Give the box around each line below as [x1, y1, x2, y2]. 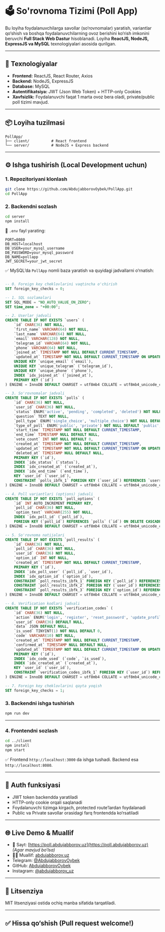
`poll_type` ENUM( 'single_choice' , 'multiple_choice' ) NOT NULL [14, 418, 148, 423]
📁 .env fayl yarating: [5, 228, 46, 234]
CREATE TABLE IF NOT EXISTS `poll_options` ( [5, 496, 100, 501]
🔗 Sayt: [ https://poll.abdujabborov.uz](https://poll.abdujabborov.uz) [12, 842, 149, 848]
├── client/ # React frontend [5, 138, 87, 144]
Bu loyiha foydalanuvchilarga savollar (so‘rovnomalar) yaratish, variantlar [5, 25, 152, 31]
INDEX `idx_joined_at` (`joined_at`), [14, 373, 93, 378]
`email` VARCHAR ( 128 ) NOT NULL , [14, 336, 80, 341]
